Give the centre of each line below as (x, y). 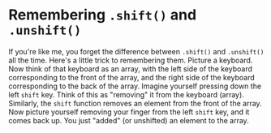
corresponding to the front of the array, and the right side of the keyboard (132, 77)
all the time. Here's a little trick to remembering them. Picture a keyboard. (131, 60)
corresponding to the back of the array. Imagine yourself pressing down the (135, 86)
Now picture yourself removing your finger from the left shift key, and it (129, 112)
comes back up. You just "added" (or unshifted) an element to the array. (129, 120)
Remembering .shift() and (103, 15)
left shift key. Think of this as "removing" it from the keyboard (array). (127, 94)
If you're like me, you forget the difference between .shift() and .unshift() (136, 51)
